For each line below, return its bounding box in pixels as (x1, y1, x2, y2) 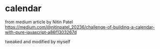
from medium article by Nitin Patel (5, 19, 73, 25)
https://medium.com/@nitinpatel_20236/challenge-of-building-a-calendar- (5, 24, 155, 30)
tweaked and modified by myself (5, 38, 70, 44)
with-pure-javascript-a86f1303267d (5, 29, 77, 35)
